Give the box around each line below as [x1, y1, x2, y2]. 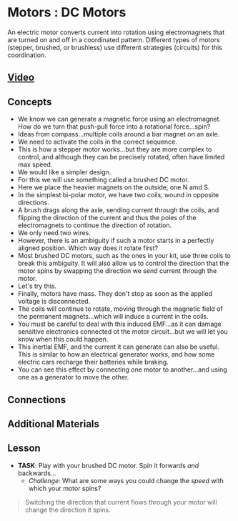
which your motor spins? [28, 484, 101, 492]
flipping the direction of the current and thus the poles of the [17, 214, 197, 222]
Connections [7, 394, 66, 406]
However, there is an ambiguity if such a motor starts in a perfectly [17, 237, 214, 245]
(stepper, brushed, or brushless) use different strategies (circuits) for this [7, 43, 223, 51]
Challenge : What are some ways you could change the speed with [28, 476, 224, 485]
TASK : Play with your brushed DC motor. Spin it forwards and [17, 461, 199, 470]
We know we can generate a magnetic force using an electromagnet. [17, 115, 222, 124]
